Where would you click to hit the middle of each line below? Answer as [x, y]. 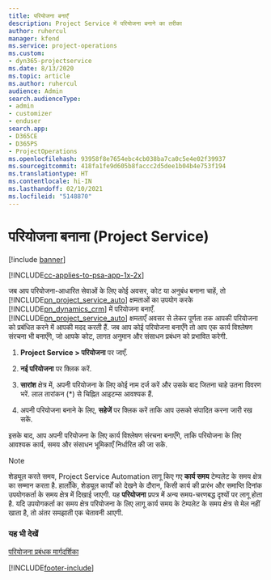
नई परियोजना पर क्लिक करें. [56, 368]
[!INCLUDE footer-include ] [51, 568]
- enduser [25, 121]
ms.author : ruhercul [43, 83]
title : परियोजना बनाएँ [38, 16]
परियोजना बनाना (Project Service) [109, 236]
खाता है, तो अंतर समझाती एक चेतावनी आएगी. [66, 512]
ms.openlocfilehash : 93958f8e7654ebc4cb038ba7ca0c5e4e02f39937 [117, 159]
